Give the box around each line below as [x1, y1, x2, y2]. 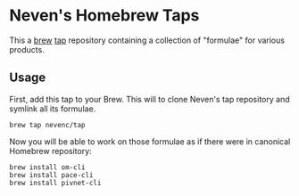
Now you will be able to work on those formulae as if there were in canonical [9, 135, 291, 147]
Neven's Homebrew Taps [9, 5, 200, 26]
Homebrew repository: [9, 145, 92, 156]
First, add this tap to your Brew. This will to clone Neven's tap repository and [9, 94, 290, 104]
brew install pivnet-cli [9, 178, 102, 187]
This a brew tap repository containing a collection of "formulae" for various [9, 35, 286, 45]
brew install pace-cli [9, 170, 94, 179]
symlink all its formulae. [9, 103, 96, 114]
